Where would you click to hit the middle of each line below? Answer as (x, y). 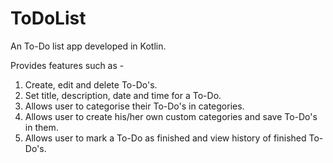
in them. (41, 127)
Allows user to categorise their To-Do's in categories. (134, 106)
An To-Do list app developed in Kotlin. (88, 46)
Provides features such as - (67, 65)
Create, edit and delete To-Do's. (91, 84)
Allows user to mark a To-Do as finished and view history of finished (165, 138)
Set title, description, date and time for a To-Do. (123, 95)
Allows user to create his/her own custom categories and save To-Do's (171, 116)
